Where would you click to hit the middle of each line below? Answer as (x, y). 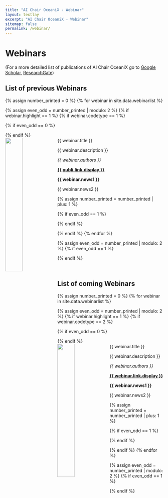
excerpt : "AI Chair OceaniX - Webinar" (47, 19)
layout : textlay (22, 15)
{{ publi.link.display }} (81, 169)
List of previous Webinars (46, 88)
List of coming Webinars (96, 284)
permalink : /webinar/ (28, 29)
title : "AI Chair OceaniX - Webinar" (45, 10)
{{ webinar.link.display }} (136, 375)
